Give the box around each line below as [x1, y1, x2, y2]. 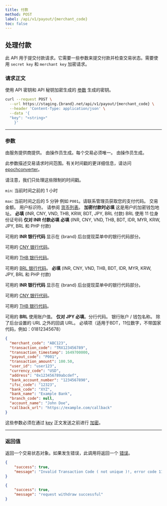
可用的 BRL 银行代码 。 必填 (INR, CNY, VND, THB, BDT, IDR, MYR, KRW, [5, 265, 152, 271]
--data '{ [9, 110, 30, 116]
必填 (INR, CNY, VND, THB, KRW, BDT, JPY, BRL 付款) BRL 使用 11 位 [14, 210, 154, 216]
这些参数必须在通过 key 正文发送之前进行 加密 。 [5, 420, 103, 425]
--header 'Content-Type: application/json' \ [9, 106, 106, 111]
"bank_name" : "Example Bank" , [9, 391, 72, 397]
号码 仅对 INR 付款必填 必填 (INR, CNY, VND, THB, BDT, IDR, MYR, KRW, [13, 217, 161, 223]
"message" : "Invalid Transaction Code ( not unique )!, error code [14, 469, 157, 474]
